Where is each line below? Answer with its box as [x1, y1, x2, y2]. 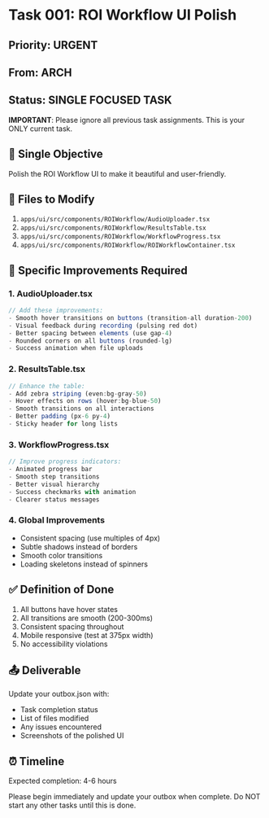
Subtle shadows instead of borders [20, 541, 138, 551]
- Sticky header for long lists [8, 420, 118, 428]
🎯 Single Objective [8, 147, 103, 161]
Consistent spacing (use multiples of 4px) [20, 533, 161, 543]
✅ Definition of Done [8, 583, 115, 597]
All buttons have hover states [20, 604, 118, 614]
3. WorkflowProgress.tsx [8, 439, 110, 450]
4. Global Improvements [8, 514, 106, 526]
